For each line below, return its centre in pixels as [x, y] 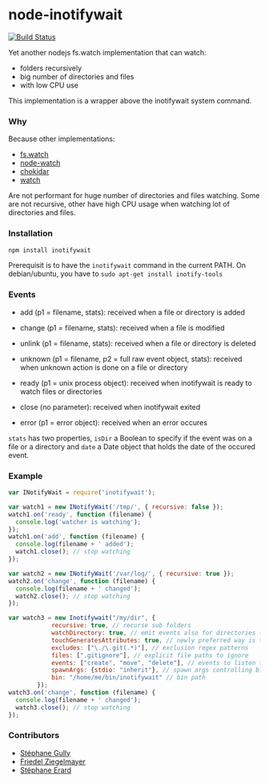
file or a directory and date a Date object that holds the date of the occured [132, 446]
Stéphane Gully [45, 753]
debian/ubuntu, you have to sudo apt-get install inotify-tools [116, 274]
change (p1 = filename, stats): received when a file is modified [122, 327]
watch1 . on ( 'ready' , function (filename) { [80, 514]
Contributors [34, 736]
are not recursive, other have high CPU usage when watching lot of [119, 204]
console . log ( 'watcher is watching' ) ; [78, 522]
